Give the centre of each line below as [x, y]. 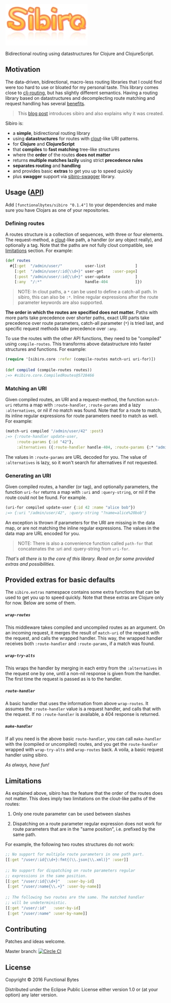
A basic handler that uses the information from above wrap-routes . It [77, 704]
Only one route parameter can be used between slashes [72, 814]
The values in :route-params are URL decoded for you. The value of [76, 457]
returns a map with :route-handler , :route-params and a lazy [77, 405]
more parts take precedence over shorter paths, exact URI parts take [77, 318]
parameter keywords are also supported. [60, 302]
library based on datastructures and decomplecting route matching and [80, 98]
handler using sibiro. [27, 755]
